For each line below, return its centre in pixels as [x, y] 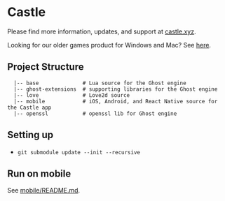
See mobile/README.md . [44, 191]
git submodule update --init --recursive [79, 152]
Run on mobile [39, 173]
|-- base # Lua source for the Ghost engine [100, 83]
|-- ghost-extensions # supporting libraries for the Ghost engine [116, 89]
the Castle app [29, 107]
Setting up [30, 135]
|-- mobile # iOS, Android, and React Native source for [116, 101]
